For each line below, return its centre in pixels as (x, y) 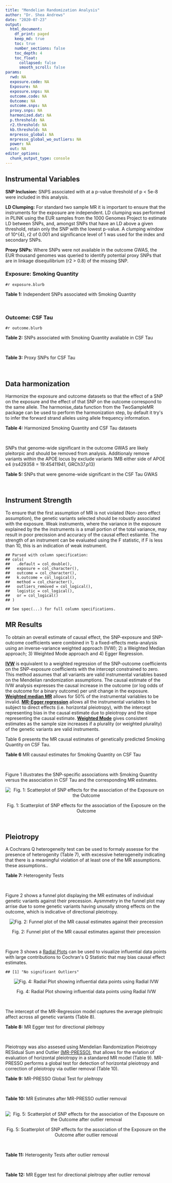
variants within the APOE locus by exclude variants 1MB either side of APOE (85, 459)
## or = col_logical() (32, 595)
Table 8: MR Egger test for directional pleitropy (55, 1027)
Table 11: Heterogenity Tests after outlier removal (57, 1155)
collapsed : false (37, 63)
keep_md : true (30, 39)
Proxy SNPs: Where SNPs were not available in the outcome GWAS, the (81, 249)
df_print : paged (32, 34)
